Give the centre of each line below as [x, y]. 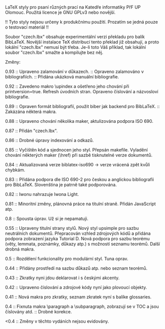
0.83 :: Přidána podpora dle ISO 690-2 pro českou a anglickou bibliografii [80, 179]
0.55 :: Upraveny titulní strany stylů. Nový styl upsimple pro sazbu [72, 228]
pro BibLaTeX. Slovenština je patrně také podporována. [61, 185]
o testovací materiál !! [27, 27]
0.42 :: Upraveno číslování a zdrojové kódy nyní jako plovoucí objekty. [76, 287]
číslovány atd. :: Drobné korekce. [39, 312]
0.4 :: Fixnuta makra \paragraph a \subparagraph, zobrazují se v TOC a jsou [82, 306]
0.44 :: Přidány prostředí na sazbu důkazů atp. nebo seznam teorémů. [76, 268]
